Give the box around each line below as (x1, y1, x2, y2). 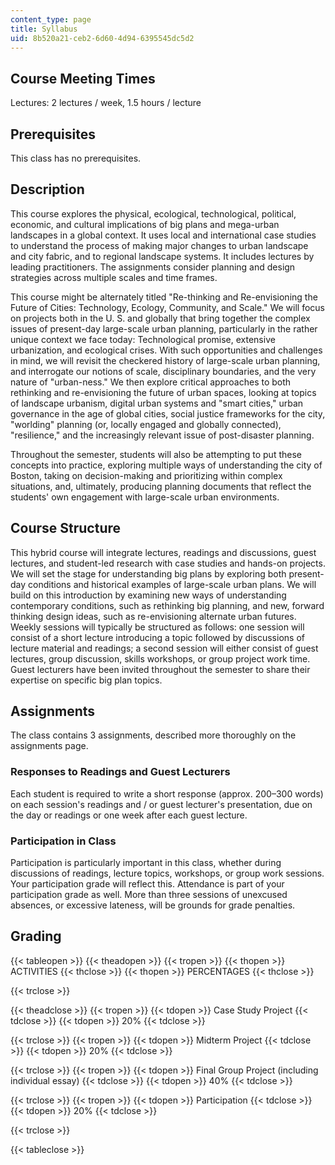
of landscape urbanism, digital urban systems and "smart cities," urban (10, 397, 304, 409)
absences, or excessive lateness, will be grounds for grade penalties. (10, 899, 296, 911)
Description (10, 181, 85, 198)
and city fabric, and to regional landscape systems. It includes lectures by (10, 250, 315, 262)
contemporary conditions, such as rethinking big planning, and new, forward (10, 599, 325, 611)
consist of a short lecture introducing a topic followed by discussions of (10, 631, 305, 643)
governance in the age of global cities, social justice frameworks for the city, (10, 407, 326, 420)
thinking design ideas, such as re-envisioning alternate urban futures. (10, 610, 297, 622)
